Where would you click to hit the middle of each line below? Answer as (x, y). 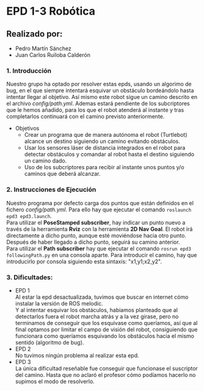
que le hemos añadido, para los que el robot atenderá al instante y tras (95, 110)
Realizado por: (35, 34)
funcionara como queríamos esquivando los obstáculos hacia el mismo (104, 336)
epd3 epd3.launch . (29, 216)
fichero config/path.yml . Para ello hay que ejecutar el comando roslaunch (99, 210)
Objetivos (27, 128)
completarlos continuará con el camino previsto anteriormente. (86, 117)
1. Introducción (29, 70)
